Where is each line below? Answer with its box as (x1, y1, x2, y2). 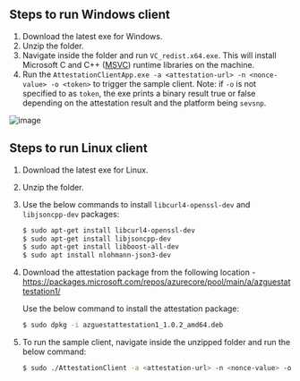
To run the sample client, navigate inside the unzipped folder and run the (21, 337, 291, 347)
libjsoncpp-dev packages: (21, 208, 120, 219)
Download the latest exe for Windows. (21, 30, 163, 41)
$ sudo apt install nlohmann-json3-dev (21, 250, 172, 260)
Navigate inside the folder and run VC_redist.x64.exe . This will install (21, 49, 277, 61)
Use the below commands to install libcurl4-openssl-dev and (21, 199, 251, 209)
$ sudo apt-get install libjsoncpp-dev (21, 234, 172, 243)
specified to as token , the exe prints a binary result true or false (21, 88, 256, 98)
